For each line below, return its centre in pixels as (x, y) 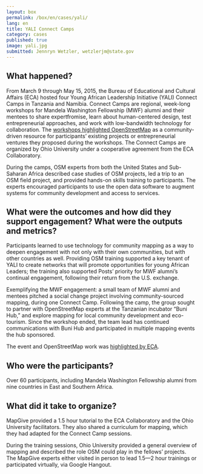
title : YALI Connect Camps (40, 29)
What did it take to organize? (62, 406)
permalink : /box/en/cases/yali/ (47, 18)
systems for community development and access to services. (83, 193)
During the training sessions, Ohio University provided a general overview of (101, 445)
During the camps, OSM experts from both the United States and (87, 167)
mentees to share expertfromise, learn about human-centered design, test (99, 117)
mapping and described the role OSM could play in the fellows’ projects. (96, 452)
